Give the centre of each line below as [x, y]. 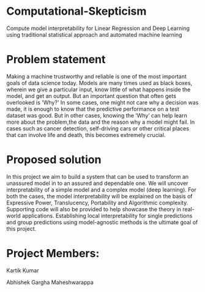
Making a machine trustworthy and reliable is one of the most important [96, 76]
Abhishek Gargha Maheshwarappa [50, 282]
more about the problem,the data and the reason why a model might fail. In [100, 122]
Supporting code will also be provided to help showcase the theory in [94, 209]
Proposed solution [54, 160]
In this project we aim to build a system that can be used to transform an [98, 176]
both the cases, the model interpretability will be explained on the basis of [99, 196]
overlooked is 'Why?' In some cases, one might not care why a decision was [102, 102]
